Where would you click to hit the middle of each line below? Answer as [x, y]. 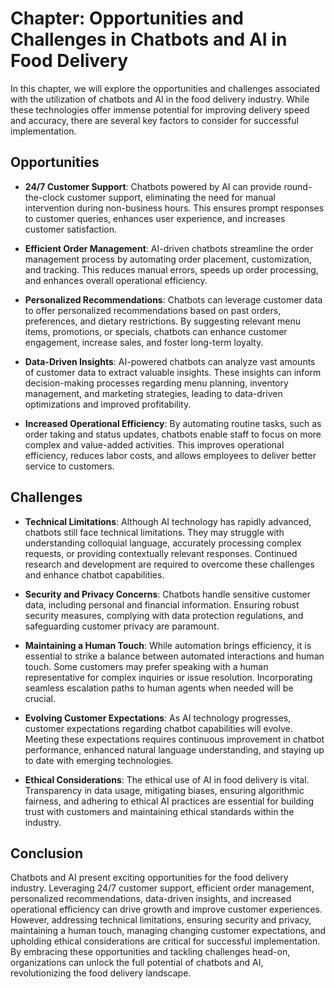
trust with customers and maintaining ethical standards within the [159, 811]
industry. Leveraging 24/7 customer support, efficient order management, [162, 888]
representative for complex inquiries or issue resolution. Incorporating [168, 677]
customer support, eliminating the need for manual [171, 197]
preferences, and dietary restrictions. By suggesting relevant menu [163, 321]
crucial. [40, 698]
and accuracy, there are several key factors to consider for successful [154, 120]
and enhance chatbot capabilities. [94, 574]
